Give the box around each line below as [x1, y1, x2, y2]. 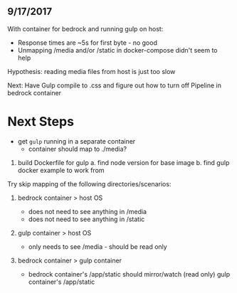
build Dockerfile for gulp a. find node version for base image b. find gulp [17, 158, 230, 166]
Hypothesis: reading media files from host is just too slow [7, 67, 176, 75]
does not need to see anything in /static [28, 215, 145, 223]
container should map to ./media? [28, 144, 127, 153]
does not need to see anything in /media [28, 207, 147, 215]
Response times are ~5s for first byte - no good [17, 38, 158, 47]
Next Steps [7, 114, 75, 129]
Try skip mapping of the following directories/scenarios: [7, 179, 172, 188]
